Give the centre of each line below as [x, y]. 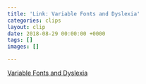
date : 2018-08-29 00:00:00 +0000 [56, 34]
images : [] [23, 47]
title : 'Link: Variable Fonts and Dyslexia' [74, 14]
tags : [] [20, 40]
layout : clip [26, 27]
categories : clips [34, 20]
